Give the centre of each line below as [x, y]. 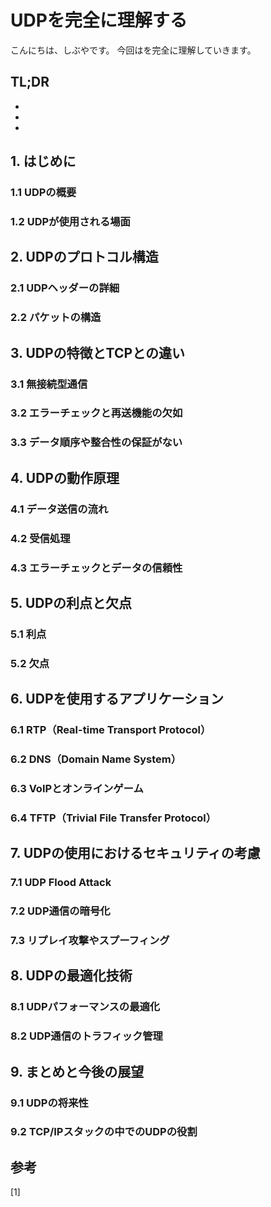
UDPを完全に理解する [99, 20]
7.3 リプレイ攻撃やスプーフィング [90, 940]
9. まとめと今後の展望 [77, 1071]
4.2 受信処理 [40, 538]
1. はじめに [43, 161]
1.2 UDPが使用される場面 [70, 221]
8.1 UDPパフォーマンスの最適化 [85, 1007]
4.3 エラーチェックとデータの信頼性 [96, 568]
